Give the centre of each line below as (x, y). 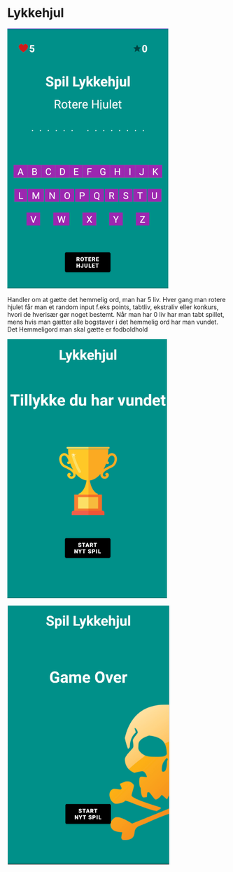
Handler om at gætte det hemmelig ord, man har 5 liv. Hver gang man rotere (116, 299)
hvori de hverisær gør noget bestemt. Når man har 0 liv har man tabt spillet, (116, 314)
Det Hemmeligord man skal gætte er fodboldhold (78, 329)
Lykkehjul (36, 13)
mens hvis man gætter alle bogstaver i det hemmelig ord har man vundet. (113, 322)
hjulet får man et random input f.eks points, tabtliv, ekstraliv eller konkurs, (113, 307)
